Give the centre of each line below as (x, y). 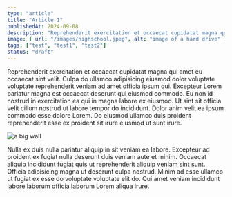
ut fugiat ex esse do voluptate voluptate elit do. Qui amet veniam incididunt (114, 178)
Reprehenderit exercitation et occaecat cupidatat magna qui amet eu (105, 71)
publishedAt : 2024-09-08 (43, 26)
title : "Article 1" (35, 20)
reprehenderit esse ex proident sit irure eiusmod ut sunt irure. (95, 123)
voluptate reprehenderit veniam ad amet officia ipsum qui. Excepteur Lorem (115, 86)
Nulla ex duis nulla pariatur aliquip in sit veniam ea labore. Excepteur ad (109, 149)
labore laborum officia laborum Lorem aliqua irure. (78, 186)
